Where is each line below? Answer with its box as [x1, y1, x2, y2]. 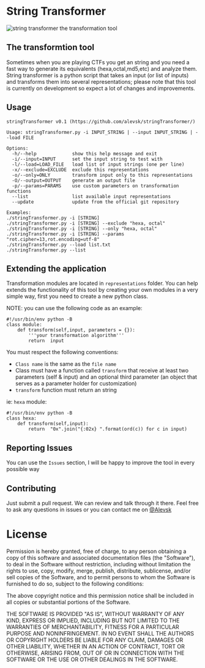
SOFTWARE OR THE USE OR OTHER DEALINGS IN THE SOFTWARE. [6, 656, 178, 663]
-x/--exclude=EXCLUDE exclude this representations [12, 166, 149, 173]
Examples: [6, 209, 32, 215]
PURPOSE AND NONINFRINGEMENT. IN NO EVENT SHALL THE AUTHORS [6, 629, 195, 637]
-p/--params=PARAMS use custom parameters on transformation [12, 182, 179, 189]
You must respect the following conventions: [6, 349, 119, 356]
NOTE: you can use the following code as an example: [6, 305, 143, 312]
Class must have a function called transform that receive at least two [15, 367, 188, 374]
